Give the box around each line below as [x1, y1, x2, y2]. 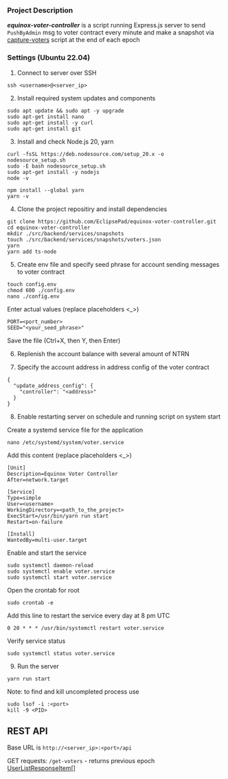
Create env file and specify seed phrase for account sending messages [16, 260, 220, 268]
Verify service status [7, 637, 66, 645]
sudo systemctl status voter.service [7, 650, 115, 657]
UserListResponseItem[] [7, 764, 76, 772]
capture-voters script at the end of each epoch [7, 36, 141, 44]
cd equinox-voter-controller [7, 224, 91, 231]
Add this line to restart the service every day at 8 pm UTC [7, 611, 170, 619]
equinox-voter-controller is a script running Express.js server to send [7, 21, 206, 30]
